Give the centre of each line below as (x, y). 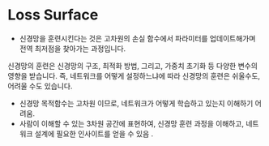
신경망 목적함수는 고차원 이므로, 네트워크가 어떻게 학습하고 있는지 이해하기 (136, 103)
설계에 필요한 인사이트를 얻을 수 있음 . (94, 133)
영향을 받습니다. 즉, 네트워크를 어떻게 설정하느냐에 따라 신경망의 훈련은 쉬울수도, (134, 75)
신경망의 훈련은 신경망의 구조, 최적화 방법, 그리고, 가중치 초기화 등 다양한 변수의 (133, 66)
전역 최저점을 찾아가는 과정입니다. (73, 48)
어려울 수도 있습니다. (40, 86)
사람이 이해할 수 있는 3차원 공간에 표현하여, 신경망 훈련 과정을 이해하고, (132, 123)
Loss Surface (53, 15)
